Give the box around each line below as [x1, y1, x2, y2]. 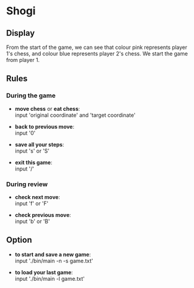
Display [6, 28, 35, 38]
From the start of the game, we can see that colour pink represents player [6, 44, 187, 51]
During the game [6, 91, 56, 100]
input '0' [14, 129, 36, 137]
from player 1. [6, 57, 40, 63]
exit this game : [14, 159, 53, 166]
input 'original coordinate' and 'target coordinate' [14, 112, 136, 119]
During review [6, 180, 48, 188]
